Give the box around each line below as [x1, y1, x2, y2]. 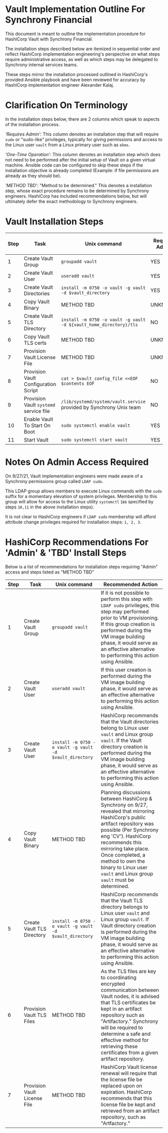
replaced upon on [100, 1082, 142, 1089]
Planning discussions [100, 789, 151, 796]
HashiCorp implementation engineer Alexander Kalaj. [5, 82, 114, 88]
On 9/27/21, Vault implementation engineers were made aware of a [5, 473, 143, 479]
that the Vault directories [100, 718, 159, 725]
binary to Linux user [100, 864, 147, 871]
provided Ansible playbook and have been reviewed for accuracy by [5, 77, 146, 83]
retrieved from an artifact [100, 1107, 160, 1114]
